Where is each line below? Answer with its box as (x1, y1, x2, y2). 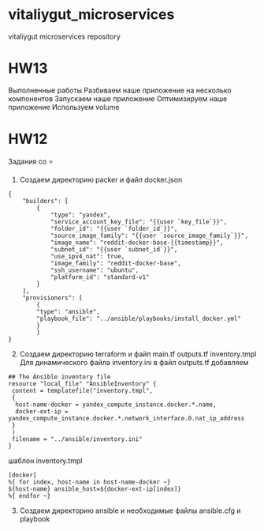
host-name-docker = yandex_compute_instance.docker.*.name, (15, 401, 217, 409)
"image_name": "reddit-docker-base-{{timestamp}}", (50, 239, 224, 247)
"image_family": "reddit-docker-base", (50, 259, 181, 267)
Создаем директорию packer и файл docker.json (19, 175, 183, 184)
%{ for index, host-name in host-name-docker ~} (8, 478, 171, 486)
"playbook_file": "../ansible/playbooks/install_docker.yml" (36, 314, 242, 322)
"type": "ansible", (36, 307, 101, 315)
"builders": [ (22, 197, 69, 205)
